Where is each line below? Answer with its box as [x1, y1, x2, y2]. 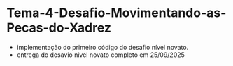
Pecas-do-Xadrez [6, 20, 112, 36]
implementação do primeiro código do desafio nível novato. [16, 43, 189, 51]
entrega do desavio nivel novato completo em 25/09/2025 [16, 51, 185, 59]
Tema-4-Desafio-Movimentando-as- [6, 5, 227, 21]
